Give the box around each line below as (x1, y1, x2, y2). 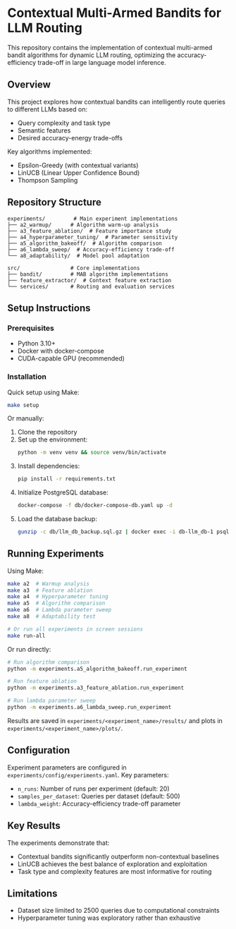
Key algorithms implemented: (7, 147, 92, 156)
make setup (7, 401, 39, 408)
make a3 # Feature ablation (7, 587, 93, 594)
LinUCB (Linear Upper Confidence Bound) (17, 168, 140, 177)
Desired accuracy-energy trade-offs (17, 133, 123, 142)
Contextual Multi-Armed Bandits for (7, 5, 222, 21)
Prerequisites (7, 323, 54, 333)
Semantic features (17, 126, 71, 135)
